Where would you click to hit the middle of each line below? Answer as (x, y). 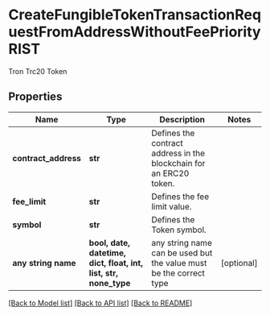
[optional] (239, 263)
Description (182, 119)
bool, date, (110, 242)
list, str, (104, 273)
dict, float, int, (116, 263)
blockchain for (178, 163)
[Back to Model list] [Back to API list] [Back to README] (100, 303)
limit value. (172, 206)
